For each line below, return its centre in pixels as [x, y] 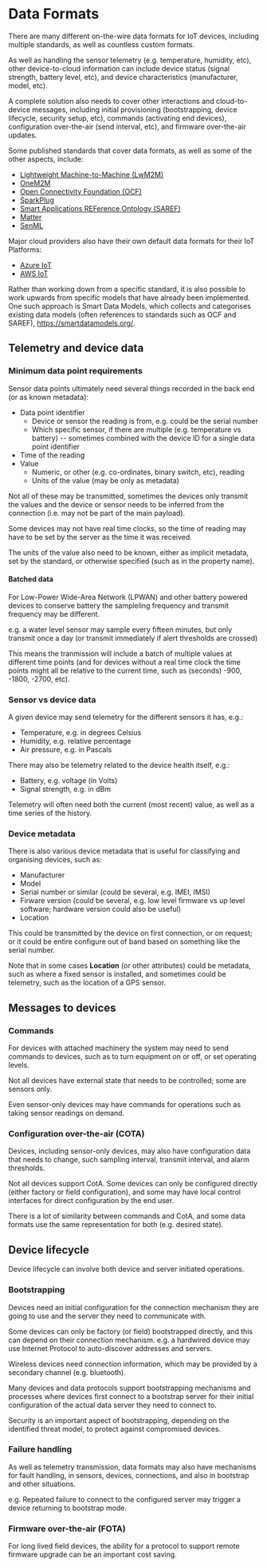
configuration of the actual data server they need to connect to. [112, 1405]
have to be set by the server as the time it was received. [100, 537]
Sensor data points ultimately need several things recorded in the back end [132, 388]
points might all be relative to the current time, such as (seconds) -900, [125, 670]
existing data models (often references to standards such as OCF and [122, 314]
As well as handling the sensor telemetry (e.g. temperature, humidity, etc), [130, 60]
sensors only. [30, 1089]
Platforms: [25, 250]
